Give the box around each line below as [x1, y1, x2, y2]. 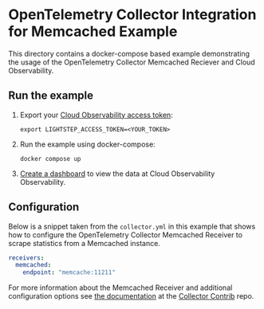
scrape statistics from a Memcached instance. [8, 238, 161, 248]
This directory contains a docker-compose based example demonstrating [8, 49, 250, 58]
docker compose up [19, 154, 81, 162]
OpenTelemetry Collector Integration [8, 6, 257, 24]
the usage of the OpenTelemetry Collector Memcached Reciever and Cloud [8, 57, 255, 67]
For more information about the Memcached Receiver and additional [8, 283, 233, 292]
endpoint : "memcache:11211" [22, 268, 116, 276]
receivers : [8, 253, 45, 262]
